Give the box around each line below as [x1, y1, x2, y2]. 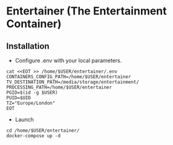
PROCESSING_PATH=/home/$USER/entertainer [6, 84, 113, 90]
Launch [15, 116, 34, 123]
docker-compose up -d [6, 133, 61, 139]
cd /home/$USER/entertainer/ [6, 128, 80, 134]
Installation [6, 41, 50, 51]
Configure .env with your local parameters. [15, 57, 122, 64]
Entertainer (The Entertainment [6, 4, 168, 18]
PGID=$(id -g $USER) [6, 90, 59, 96]
